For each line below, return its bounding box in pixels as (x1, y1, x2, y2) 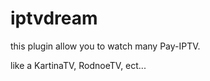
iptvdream (10, 7, 98, 30)
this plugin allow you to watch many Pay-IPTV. (10, 40, 201, 52)
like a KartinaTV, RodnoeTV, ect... (10, 59, 147, 71)
